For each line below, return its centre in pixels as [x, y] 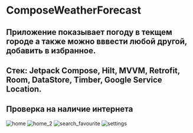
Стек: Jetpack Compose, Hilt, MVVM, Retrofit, [93, 71]
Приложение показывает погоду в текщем [89, 32]
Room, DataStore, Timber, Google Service [84, 80]
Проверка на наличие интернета [70, 109]
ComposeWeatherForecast [74, 10]
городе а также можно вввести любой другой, [97, 41]
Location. [24, 89]
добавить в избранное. [51, 51]
